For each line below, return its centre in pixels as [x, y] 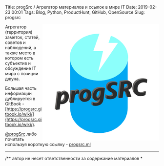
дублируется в [20, 99]
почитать [15, 139]
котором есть [19, 58]
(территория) [19, 32]
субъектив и [18, 63]
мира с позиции [22, 73]
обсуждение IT [21, 68]
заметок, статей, [22, 37]
